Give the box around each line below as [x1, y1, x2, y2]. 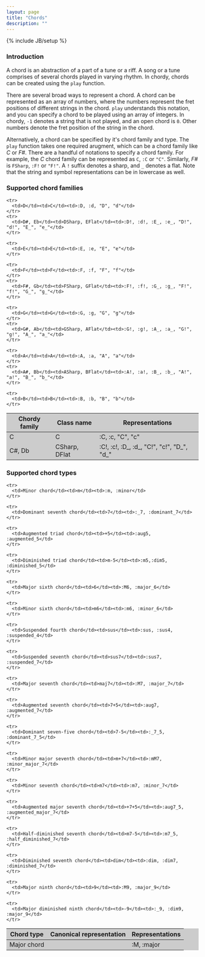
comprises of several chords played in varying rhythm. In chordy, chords [6, 73, 189, 80]
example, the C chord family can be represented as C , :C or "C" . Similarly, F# [6, 155, 198, 162]
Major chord [9, 940, 45, 949]
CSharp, [55, 442, 79, 451]
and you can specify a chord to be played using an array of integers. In [6, 111, 185, 118]
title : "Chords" [6, 15, 48, 21]
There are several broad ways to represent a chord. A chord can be [6, 91, 176, 99]
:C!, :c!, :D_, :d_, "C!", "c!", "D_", [99, 442, 188, 451]
